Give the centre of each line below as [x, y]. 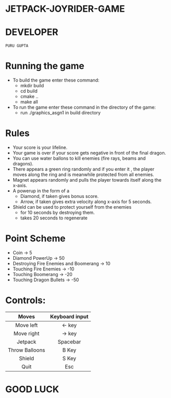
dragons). [23, 164]
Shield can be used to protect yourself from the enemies [72, 207]
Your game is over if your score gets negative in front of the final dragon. [89, 153]
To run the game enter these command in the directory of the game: [84, 107]
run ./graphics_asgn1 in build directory [60, 113]
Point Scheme [35, 239]
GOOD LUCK [32, 390]
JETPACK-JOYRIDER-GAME [65, 9]
